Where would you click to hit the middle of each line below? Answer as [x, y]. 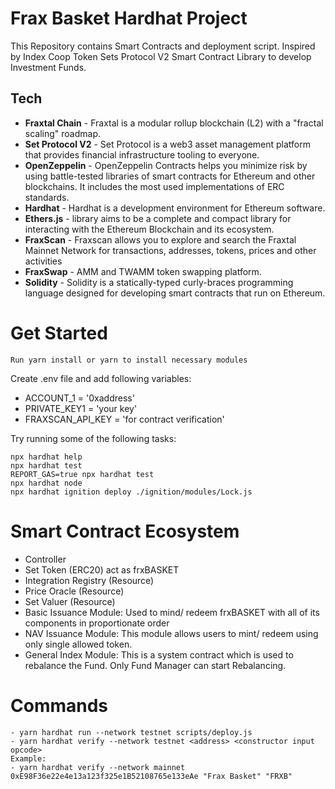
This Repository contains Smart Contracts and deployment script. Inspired [163, 46]
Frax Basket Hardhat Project [129, 18]
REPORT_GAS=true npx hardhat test [82, 474]
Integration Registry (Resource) [89, 580]
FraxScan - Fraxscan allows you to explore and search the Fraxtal [160, 239]
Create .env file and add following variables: [101, 378]
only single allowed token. [78, 644]
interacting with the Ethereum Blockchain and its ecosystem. [149, 229]
